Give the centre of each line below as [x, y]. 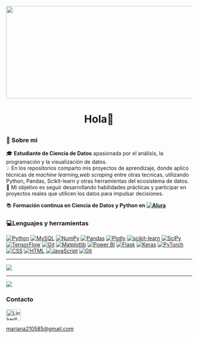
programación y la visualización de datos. [57, 161]
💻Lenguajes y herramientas [47, 223]
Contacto [20, 300]
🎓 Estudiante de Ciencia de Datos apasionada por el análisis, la [85, 153]
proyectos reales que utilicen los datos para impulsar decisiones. [85, 193]
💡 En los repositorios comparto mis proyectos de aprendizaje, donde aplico [98, 168]
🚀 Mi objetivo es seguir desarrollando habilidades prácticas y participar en [96, 187]
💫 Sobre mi [22, 140]
